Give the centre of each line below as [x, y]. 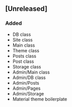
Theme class [26, 50]
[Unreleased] [26, 9]
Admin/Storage [28, 93]
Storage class [27, 66]
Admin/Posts [26, 83]
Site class [22, 40]
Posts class [24, 56]
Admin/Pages [26, 88]
